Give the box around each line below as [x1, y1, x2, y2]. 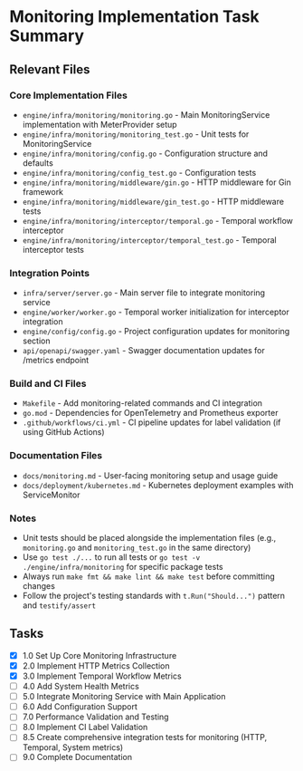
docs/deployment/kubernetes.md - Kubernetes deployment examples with [22, 479, 294, 490]
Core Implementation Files [9, 89, 128, 101]
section [22, 335, 51, 346]
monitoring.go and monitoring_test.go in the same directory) [22, 542, 251, 554]
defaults [22, 157, 54, 169]
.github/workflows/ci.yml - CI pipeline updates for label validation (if [22, 417, 281, 428]
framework [22, 186, 64, 197]
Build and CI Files [9, 378, 87, 390]
